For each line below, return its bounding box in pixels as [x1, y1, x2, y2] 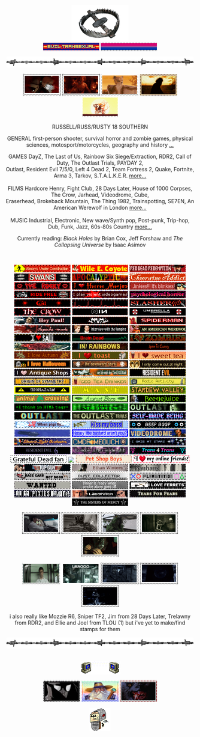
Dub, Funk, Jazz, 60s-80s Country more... [48, 223, 152, 230]
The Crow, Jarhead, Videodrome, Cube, [51, 191, 149, 198]
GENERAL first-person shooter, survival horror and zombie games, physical [7, 135, 193, 142]
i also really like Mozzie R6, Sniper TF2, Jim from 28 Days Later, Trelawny [9, 613, 191, 620]
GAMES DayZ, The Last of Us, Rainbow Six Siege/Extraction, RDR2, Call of [8, 153, 192, 160]
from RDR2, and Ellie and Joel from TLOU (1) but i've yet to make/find [14, 619, 186, 626]
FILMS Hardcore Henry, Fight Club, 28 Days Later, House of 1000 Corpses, [7, 185, 193, 192]
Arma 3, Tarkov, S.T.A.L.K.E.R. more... [53, 172, 147, 179]
